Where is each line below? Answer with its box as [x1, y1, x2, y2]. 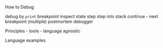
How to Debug [5, 4, 34, 10]
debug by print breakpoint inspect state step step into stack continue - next [5, 14, 158, 19]
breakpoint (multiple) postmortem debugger [5, 19, 93, 24]
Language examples [5, 37, 46, 43]
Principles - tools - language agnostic [5, 28, 80, 33]
